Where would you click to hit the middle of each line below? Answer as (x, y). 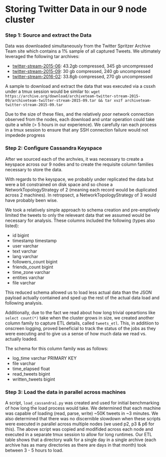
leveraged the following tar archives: (42, 57)
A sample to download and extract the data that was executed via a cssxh (81, 86)
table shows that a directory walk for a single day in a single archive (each (81, 440)
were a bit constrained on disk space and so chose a (59, 184)
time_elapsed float (31, 369)
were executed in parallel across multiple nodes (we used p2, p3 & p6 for (80, 424)
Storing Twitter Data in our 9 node (76, 9)
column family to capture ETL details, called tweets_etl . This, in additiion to (82, 323)
